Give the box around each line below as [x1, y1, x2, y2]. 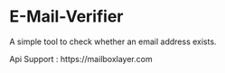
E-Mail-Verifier [9, 6, 124, 27]
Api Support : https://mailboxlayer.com [9, 53, 153, 64]
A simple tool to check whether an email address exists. [9, 36, 217, 47]
